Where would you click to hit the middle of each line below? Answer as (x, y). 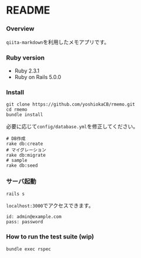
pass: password (25, 222)
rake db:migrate (26, 156)
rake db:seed (22, 166)
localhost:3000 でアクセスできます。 (50, 206)
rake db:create (25, 144)
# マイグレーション (26, 150)
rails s (16, 194)
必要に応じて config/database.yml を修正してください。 (72, 127)
